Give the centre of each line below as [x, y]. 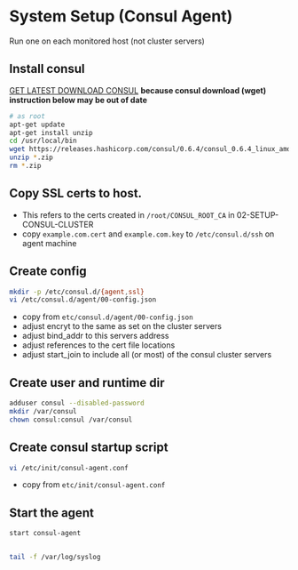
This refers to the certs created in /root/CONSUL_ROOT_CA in [128, 214]
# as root [27, 116]
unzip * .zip [31, 157]
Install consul [47, 69]
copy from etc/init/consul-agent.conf [94, 485]
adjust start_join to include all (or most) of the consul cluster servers [147, 355]
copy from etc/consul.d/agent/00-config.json [107, 317]
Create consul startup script [89, 448]
